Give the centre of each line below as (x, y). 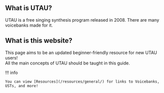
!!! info (12, 72)
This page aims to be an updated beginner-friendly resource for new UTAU (81, 52)
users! (12, 58)
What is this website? (39, 41)
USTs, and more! (22, 86)
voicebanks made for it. (29, 25)
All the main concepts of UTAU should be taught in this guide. (68, 63)
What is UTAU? (29, 8)
